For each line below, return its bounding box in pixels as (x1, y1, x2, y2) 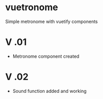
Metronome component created (12, 53, 80, 59)
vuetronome (5, 2, 58, 13)
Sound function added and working (12, 88, 87, 94)
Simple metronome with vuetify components (5, 18, 98, 24)
